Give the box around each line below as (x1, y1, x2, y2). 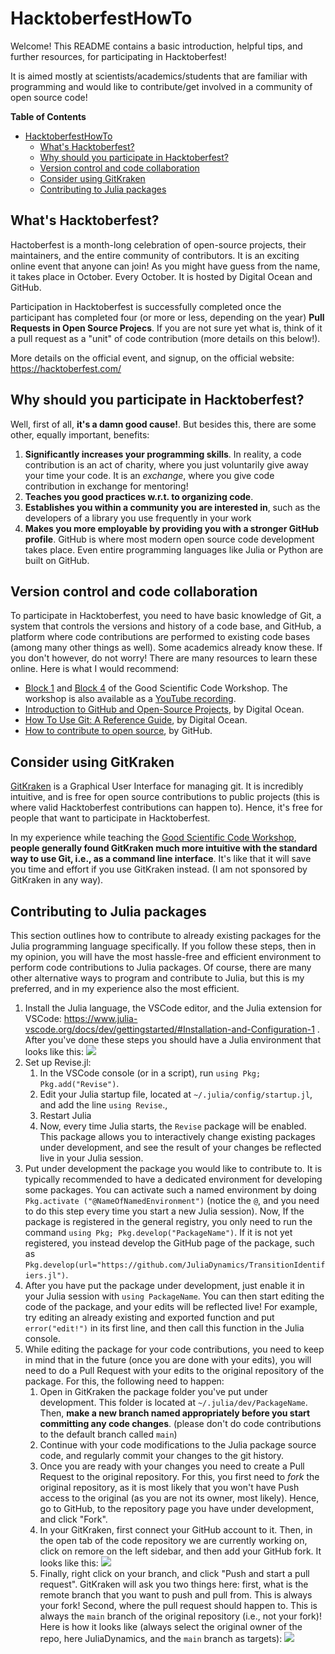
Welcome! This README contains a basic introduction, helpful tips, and (10, 40, 303, 52)
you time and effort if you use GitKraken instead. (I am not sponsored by (10, 863, 308, 876)
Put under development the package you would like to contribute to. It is (24, 1163, 323, 1174)
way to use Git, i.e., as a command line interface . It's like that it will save (10, 853, 312, 865)
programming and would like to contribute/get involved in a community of (10, 80, 313, 92)
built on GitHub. (24, 554, 90, 566)
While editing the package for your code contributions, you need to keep (24, 1343, 325, 1355)
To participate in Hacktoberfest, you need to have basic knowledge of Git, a (10, 610, 322, 622)
